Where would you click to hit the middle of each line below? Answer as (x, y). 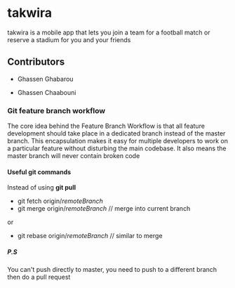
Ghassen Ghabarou (45, 79)
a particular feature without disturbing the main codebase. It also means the (117, 148)
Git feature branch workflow (56, 110)
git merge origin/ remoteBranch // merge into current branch (104, 209)
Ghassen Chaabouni (47, 92)
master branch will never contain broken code (74, 156)
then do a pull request (39, 277)
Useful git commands (39, 172)
